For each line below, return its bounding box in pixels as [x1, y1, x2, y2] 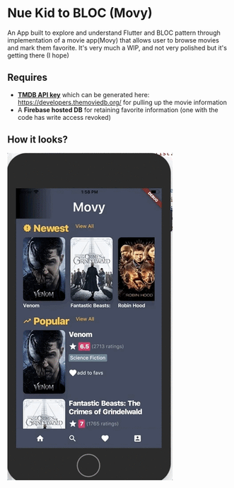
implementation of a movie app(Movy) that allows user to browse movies [7, 35, 219, 44]
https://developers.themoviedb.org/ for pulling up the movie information [17, 98, 228, 106]
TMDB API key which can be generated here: [17, 90, 150, 99]
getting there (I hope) [7, 51, 69, 60]
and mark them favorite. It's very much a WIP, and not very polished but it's [7, 43, 228, 52]
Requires [7, 72, 48, 84]
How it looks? [7, 133, 69, 146]
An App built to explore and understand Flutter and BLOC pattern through [7, 28, 221, 37]
